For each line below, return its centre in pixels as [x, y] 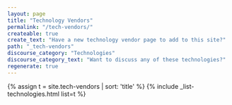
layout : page [27, 14]
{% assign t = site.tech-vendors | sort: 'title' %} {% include [93, 86]
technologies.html [34, 94]
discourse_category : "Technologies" [61, 54]
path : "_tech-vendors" [41, 47]
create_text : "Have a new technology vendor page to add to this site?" [117, 40]
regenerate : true [33, 66]
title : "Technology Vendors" [50, 20]
